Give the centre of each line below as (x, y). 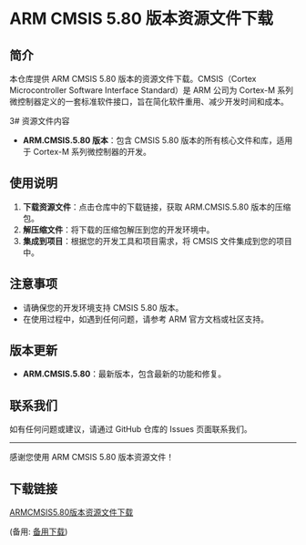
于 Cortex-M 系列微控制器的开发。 (87, 152)
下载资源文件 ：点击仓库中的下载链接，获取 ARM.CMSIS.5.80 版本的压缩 (157, 207)
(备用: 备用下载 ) (39, 532)
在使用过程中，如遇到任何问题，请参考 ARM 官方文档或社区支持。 (145, 319)
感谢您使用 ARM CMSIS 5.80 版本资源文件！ (92, 458)
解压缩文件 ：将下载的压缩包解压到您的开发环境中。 (118, 230)
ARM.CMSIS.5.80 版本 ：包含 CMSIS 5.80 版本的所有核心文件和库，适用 (158, 140)
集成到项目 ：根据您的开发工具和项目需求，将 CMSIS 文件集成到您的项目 (158, 241)
